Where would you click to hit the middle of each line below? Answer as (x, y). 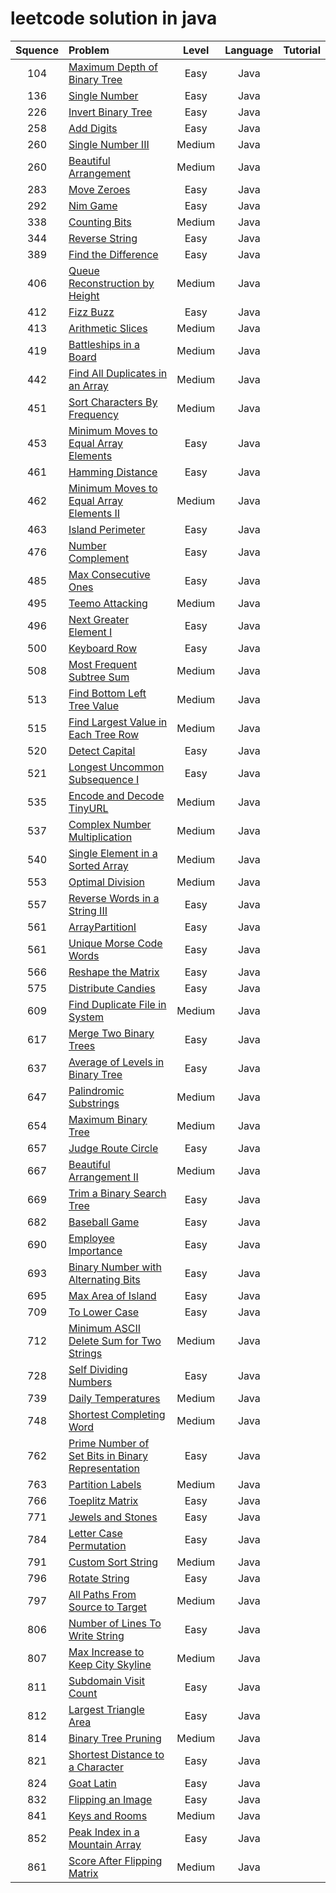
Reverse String (103, 238)
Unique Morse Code (115, 943)
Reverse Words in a (114, 898)
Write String (96, 1635)
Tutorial (302, 50)
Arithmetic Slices (108, 328)
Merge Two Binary (111, 1033)
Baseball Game (104, 1222)
